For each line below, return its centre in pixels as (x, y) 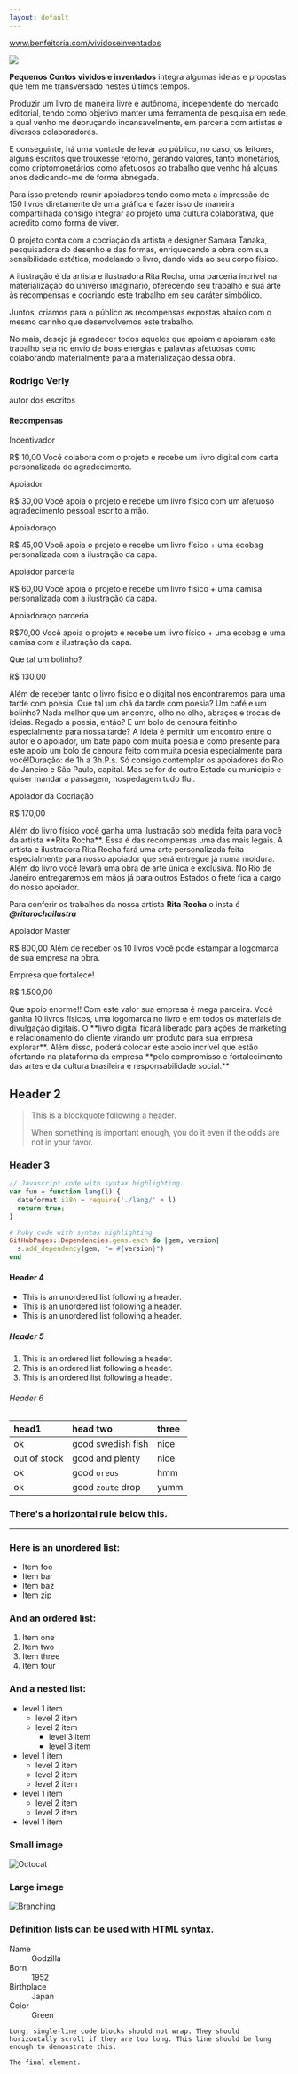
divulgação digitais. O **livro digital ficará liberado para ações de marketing (148, 1028)
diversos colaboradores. (54, 132)
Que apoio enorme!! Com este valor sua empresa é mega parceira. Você (141, 1009)
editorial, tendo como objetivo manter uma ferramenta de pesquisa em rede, (149, 113)
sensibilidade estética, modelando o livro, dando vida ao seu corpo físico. (144, 259)
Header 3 (30, 1165)
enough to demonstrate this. (63, 2046)
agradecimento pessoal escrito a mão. (79, 511)
